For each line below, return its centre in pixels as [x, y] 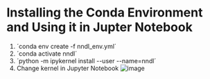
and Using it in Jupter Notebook [100, 27]
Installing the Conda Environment [105, 13]
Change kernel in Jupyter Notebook [68, 68]
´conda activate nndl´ [47, 54]
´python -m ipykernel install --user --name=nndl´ [86, 60]
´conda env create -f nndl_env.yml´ [67, 46]
